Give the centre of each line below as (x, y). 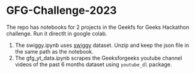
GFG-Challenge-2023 (61, 11)
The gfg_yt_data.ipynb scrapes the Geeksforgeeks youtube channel (98, 58)
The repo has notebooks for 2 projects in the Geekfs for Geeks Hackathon (98, 27)
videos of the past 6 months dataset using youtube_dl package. (93, 64)
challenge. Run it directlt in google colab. (57, 33)
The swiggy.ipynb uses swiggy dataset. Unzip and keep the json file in (102, 45)
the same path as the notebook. (54, 51)
